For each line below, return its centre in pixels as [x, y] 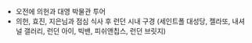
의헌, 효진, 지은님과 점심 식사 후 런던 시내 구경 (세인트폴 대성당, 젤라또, [123, 21]
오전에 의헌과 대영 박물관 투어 [60, 11]
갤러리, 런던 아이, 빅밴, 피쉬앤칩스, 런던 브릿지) [95, 31]
